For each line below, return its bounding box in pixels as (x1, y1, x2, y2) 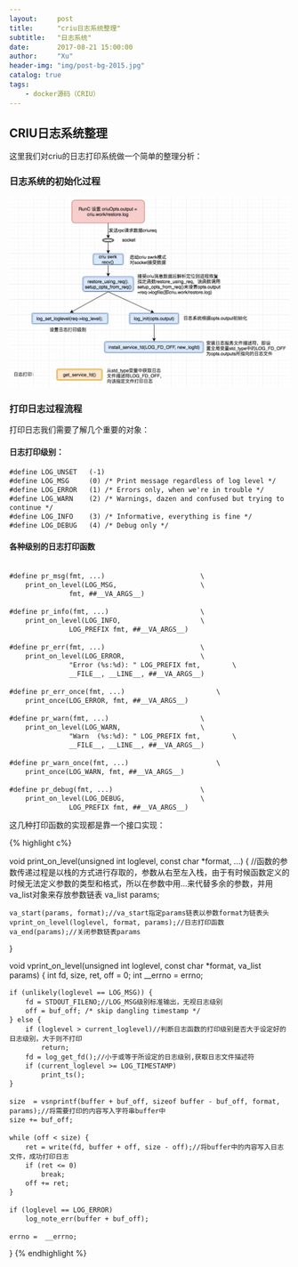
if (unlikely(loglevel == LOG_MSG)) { (9, 988, 153, 997)
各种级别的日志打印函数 (9, 541, 95, 552)
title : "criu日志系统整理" (9, 23, 122, 33)
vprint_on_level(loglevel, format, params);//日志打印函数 (9, 917, 225, 927)
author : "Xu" (9, 52, 74, 61)
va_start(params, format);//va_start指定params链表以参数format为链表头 (9, 908, 270, 917)
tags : (9, 80, 29, 89)
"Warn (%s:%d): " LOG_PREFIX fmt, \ (68, 731, 238, 740)
